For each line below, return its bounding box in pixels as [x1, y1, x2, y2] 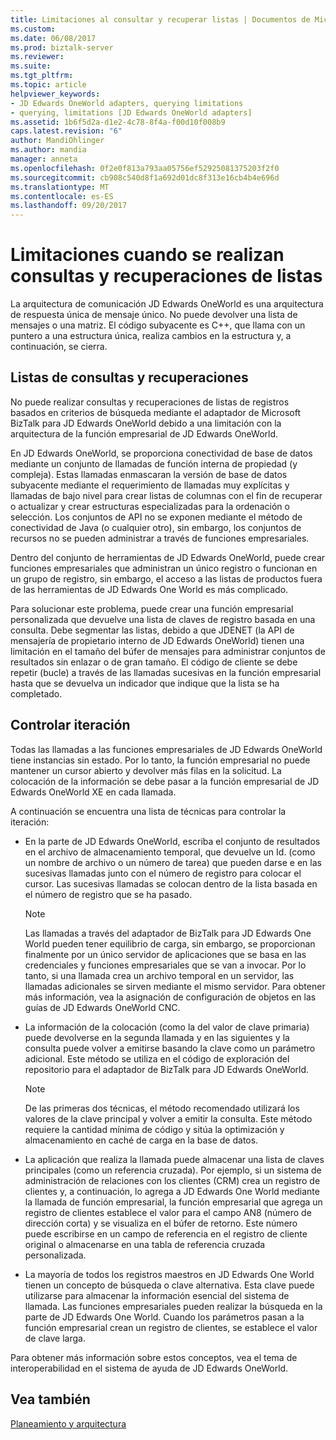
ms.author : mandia [10, 145, 87, 155]
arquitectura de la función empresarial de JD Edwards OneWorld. [10, 427, 279, 440]
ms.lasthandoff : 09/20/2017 [10, 201, 128, 211]
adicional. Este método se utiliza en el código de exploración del [24, 1052, 290, 1065]
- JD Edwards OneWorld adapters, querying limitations [10, 98, 244, 108]
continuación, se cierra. [10, 341, 108, 353]
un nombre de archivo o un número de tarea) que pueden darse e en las [24, 856, 322, 868]
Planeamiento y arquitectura [10, 1417, 127, 1430]
